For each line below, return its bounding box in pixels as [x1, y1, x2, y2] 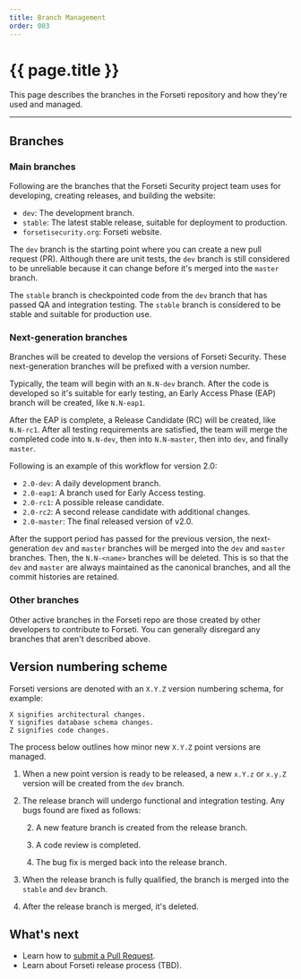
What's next [9, 926, 79, 941]
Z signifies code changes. [9, 726, 110, 734]
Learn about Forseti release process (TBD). [21, 960, 182, 971]
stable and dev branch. [21, 883, 108, 894]
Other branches [9, 594, 80, 606]
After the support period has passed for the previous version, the [9, 534, 249, 545]
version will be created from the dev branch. [21, 777, 185, 788]
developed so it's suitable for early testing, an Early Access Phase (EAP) [9, 388, 276, 399]
